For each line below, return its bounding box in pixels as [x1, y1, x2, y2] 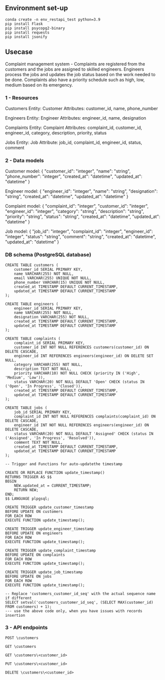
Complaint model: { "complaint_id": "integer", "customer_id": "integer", [5, 203, 149, 209]
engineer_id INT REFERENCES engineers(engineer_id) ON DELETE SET [14, 353, 154, 358]
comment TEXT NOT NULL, [14, 440, 63, 445]
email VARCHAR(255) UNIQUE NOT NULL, [14, 275, 92, 281]
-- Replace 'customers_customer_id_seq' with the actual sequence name [5, 591, 156, 596]
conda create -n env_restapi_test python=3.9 [5, 17, 100, 22]
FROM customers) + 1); [5, 604, 52, 609]
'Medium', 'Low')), [5, 375, 45, 380]
